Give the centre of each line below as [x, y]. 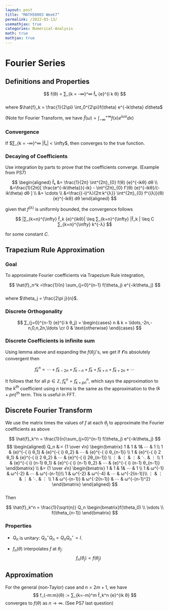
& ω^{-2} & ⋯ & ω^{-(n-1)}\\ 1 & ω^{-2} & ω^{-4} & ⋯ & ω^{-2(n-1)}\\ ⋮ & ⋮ [85, 474]
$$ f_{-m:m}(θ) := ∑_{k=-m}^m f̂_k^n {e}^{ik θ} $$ [85, 595]
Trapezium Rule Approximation [55, 250]
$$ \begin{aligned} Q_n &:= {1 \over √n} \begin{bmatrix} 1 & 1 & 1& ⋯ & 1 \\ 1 [85, 447]
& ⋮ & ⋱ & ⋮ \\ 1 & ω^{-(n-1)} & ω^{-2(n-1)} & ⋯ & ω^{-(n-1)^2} [85, 479]
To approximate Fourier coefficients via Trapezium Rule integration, [75, 275]
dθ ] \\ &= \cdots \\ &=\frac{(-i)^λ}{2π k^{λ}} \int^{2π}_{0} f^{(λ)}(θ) [94, 193]
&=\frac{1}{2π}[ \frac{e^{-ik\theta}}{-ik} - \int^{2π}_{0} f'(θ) [71, 187]
